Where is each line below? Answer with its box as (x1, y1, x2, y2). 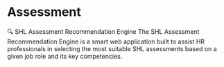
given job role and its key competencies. (7, 52, 123, 60)
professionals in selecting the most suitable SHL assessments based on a (7, 44, 217, 52)
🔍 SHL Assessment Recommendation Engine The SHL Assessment (7, 27, 200, 35)
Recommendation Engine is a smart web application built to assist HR (7, 37, 205, 46)
